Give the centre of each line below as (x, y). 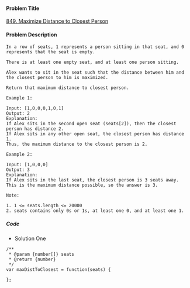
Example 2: (19, 155)
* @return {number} (32, 260)
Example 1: (19, 98)
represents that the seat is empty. (51, 52)
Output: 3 (18, 170)
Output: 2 (18, 114)
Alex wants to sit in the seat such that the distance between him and (95, 73)
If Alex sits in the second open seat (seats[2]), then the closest (91, 124)
